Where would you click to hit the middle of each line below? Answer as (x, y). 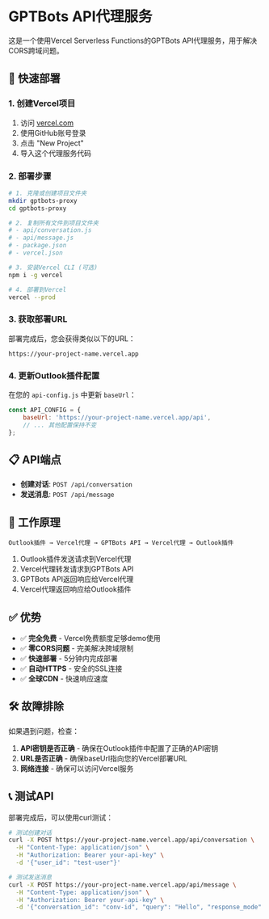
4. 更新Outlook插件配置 (54, 375)
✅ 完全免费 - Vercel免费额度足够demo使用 (90, 638)
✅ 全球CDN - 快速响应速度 (64, 678)
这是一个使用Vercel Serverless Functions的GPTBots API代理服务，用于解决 (133, 40)
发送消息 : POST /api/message (67, 495)
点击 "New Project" (52, 143)
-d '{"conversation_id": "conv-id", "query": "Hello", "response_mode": (141, 907)
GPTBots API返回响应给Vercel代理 (77, 580)
